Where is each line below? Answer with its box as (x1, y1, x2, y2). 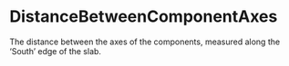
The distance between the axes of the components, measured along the (9, 36, 281, 47)
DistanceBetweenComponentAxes (9, 6, 278, 27)
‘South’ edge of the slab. (9, 45, 102, 56)
